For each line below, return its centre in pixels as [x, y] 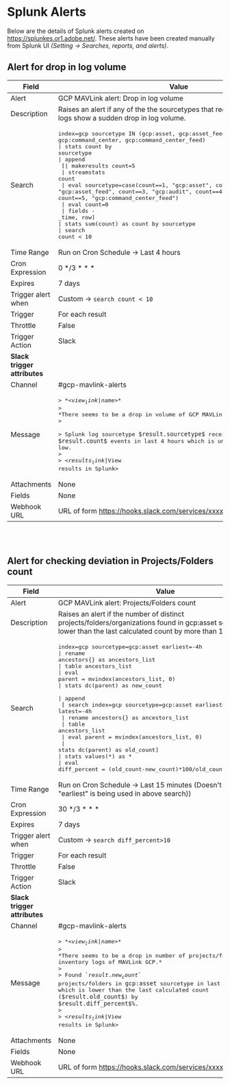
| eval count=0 [85, 204]
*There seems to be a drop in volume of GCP [128, 415]
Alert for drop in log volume [67, 67]
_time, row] [77, 217]
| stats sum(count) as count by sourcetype [127, 224]
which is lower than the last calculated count [133, 990]
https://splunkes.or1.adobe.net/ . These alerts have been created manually [111, 38]
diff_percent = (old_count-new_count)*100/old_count [142, 769]
